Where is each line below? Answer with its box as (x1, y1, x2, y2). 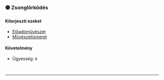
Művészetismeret (12, 34, 47, 40)
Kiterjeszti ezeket (5, 18, 41, 24)
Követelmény (5, 45, 33, 51)
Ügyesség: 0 (12, 56, 38, 62)
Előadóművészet (12, 29, 46, 35)
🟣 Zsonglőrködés (5, 4, 48, 11)
